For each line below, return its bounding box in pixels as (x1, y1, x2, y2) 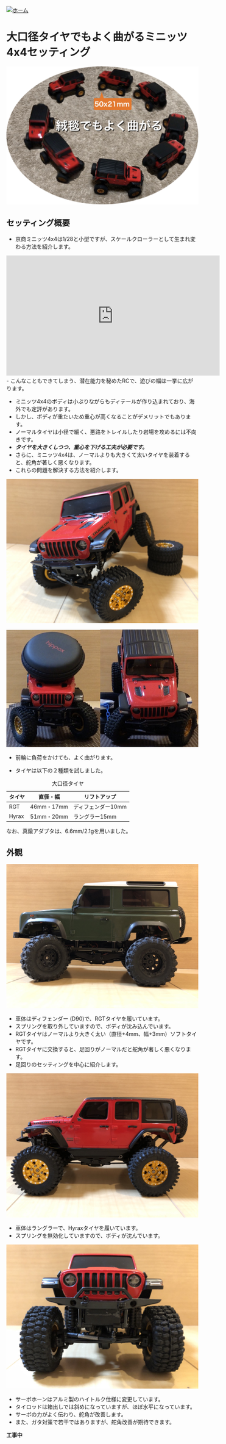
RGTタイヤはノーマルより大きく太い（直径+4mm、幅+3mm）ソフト (15, 1030, 187, 1037)
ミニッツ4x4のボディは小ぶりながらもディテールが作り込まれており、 (15, 397, 190, 405)
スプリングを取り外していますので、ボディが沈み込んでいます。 (15, 1022, 174, 1030)
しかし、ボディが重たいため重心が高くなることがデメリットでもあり (15, 412, 186, 420)
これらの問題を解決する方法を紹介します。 (15, 466, 122, 473)
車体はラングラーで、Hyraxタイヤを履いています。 (15, 1224, 141, 1232)
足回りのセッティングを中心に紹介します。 (15, 1060, 122, 1068)
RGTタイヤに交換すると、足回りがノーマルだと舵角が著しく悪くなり (15, 1045, 186, 1052)
